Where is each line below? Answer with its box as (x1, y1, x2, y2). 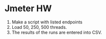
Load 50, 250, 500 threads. (11, 24, 67, 30)
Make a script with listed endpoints (11, 19, 83, 25)
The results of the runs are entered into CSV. (11, 29, 102, 35)
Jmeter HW (4, 3, 52, 14)
